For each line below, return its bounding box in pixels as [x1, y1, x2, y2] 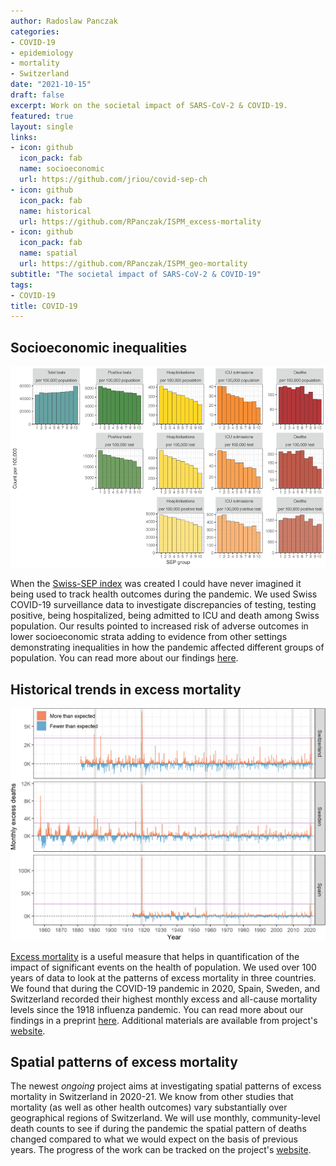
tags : [10, 280, 33, 290]
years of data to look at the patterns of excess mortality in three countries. [10, 971, 317, 984]
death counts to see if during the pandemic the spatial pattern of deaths [10, 1123, 307, 1135]
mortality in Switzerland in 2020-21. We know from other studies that [10, 1091, 294, 1103]
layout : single [10, 121, 74, 132]
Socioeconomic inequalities [10, 339, 188, 356]
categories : [10, 26, 60, 37]
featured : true [10, 111, 74, 121]
